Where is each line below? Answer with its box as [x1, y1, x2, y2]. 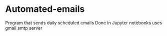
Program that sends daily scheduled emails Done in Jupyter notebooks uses [5, 20, 162, 26]
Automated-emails [5, 3, 85, 15]
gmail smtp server [5, 25, 42, 31]
